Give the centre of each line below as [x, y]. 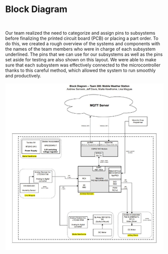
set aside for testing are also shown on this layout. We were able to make [81, 59]
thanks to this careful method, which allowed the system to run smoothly [80, 70]
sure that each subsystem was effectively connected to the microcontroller [83, 65]
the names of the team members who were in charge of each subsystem [80, 49]
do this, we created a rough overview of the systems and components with [83, 43]
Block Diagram [36, 9]
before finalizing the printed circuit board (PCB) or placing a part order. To [82, 38]
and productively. [23, 75]
